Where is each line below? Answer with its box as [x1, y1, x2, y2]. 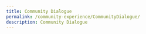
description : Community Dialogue [6, 19, 88, 25]
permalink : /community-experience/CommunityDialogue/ [6, 14, 141, 20]
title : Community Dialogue [6, 8, 72, 14]
